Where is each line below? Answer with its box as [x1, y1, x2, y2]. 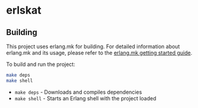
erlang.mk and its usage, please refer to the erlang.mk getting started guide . [6, 49, 193, 56]
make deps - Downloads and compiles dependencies [14, 88, 142, 96]
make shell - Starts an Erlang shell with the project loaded [14, 94, 157, 101]
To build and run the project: [6, 61, 75, 68]
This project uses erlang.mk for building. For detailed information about [6, 43, 180, 50]
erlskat [6, 4, 41, 17]
